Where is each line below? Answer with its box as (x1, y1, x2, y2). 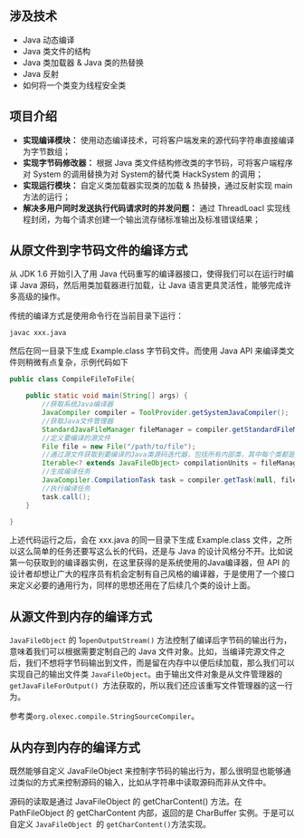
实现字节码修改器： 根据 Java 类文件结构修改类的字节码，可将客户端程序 (22, 157, 293, 168)
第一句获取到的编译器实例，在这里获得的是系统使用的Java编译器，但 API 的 (9, 557, 290, 568)
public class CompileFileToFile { (9, 375, 136, 384)
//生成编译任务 (42, 467, 90, 477)
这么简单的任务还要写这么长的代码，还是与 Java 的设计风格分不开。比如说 (16, 546, 294, 557)
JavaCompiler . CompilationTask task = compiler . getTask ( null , (42, 476, 278, 485)
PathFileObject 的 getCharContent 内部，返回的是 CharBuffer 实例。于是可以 (9, 807, 295, 818)
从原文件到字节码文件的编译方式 (9, 243, 188, 258)
